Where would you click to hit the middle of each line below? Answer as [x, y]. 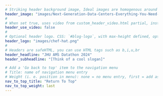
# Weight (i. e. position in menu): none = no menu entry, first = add [79, 77]
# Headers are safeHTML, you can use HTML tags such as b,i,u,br [72, 50]
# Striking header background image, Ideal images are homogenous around [81, 9]
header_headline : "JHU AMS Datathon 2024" [49, 55]
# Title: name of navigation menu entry [47, 72]
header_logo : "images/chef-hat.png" [42, 41]
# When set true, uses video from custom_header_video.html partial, [77, 23]
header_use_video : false [30, 28]
